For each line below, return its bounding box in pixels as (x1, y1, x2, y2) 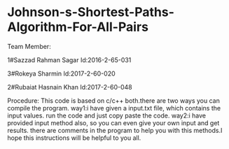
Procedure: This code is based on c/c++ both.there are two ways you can (7, 96, 221, 105)
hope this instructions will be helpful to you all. (7, 134, 141, 142)
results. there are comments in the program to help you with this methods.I (7, 126, 223, 134)
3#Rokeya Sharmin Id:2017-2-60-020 (7, 69, 116, 78)
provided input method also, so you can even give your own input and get (7, 118, 220, 127)
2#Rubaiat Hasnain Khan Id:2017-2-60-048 (7, 83, 132, 91)
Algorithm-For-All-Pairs (7, 19, 149, 35)
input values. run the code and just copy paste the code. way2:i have (7, 111, 207, 120)
